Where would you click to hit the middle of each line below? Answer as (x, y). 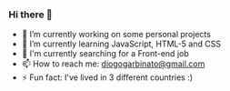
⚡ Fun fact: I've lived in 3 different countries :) (107, 77)
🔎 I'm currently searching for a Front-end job (105, 54)
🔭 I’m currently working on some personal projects (116, 35)
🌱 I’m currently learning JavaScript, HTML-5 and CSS (121, 44)
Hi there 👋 (31, 15)
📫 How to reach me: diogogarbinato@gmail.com (113, 64)
